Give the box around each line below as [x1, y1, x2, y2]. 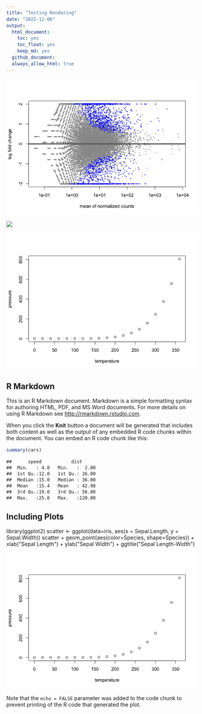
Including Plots [6, 511, 64, 522]
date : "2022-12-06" [6, 16, 56, 22]
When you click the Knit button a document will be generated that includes [6, 422, 193, 429]
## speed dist [6, 459, 83, 465]
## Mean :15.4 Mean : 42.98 [6, 483, 96, 489]
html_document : [11, 29, 50, 35]
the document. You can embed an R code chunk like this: [6, 435, 148, 442]
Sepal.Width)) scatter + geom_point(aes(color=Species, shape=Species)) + [6, 534, 195, 541]
